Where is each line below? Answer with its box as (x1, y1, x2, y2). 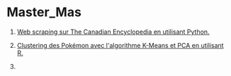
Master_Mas (6, 4, 82, 20)
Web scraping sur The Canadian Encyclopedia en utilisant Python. (16, 27, 210, 36)
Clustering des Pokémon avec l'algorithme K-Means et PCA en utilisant (16, 41, 224, 49)
